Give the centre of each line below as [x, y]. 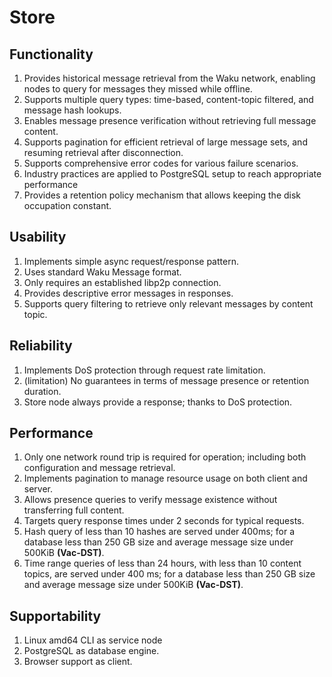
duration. [42, 391]
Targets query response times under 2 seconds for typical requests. [164, 521]
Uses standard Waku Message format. [102, 272]
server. [38, 489]
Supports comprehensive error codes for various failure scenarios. [161, 163]
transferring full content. [74, 510]
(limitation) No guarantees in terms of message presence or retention [166, 380]
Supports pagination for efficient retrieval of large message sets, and [165, 142]
